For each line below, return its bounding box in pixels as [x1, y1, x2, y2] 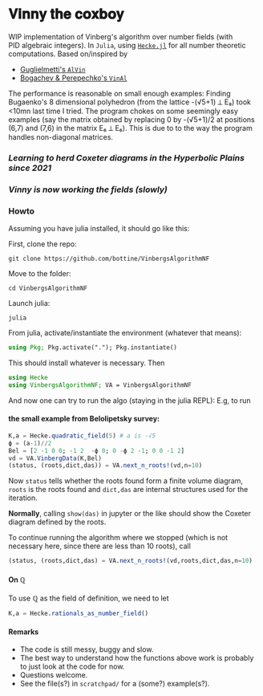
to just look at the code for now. [19, 661, 125, 671]
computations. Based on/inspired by [8, 49, 128, 59]
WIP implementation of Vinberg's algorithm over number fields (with [8, 31, 233, 41]
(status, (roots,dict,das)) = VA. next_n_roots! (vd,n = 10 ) [8, 462, 203, 470]
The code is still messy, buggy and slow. [19, 645, 154, 654]
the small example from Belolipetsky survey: [8, 414, 160, 424]
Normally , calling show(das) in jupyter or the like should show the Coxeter [8, 509, 251, 519]
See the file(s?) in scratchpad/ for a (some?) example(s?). [19, 679, 210, 689]
